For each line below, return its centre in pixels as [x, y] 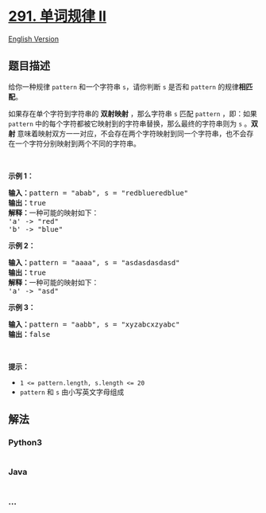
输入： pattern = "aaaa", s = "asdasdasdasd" [94, 262]
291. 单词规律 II [58, 16]
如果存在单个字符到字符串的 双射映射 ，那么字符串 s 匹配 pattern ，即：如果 [133, 113]
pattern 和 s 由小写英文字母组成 [72, 392]
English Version [34, 39]
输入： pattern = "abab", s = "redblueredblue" [98, 193]
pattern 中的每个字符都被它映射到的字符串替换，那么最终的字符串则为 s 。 [130, 123]
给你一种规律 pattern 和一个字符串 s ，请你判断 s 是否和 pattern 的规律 [124, 86]
